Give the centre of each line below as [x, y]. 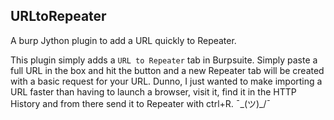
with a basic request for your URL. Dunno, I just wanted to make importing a [166, 81]
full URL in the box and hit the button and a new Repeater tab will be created [167, 70]
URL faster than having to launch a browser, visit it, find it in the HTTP [153, 91]
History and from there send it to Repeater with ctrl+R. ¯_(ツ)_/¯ [141, 103]
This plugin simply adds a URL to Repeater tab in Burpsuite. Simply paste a [164, 60]
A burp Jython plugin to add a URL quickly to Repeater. [123, 40]
